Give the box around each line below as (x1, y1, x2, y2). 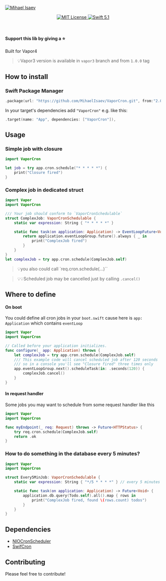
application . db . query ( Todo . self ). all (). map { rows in (23, 493, 136, 498)
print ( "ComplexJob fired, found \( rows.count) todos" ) (31, 498, 147, 502)
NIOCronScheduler (12, 539, 51, 544)
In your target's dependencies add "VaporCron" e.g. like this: (5, 107, 127, 113)
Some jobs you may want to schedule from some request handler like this (5, 402, 155, 408)
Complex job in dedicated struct (5, 186, 84, 193)
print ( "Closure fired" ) (14, 170, 63, 175)
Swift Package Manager (5, 87, 64, 94)
